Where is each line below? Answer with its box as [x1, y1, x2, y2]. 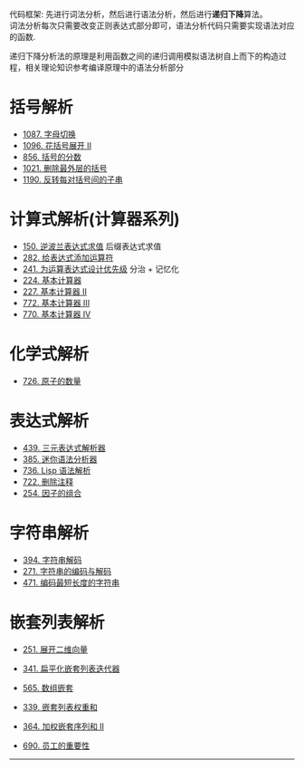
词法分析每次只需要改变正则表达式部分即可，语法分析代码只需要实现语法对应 [9, 20, 295, 31]
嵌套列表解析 [9, 611, 106, 632]
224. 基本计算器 [22, 274, 82, 285]
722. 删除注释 [22, 476, 74, 487]
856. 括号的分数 [22, 151, 81, 162]
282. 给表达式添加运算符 [22, 252, 114, 263]
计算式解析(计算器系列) [9, 209, 181, 230]
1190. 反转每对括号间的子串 [22, 174, 124, 185]
